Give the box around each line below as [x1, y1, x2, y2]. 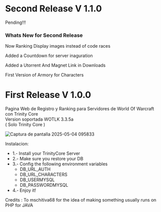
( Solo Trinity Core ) [5, 122, 46, 128]
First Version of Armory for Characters [5, 72, 84, 78]
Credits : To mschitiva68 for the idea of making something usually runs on [5, 197, 157, 203]
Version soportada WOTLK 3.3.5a [5, 116, 74, 122]
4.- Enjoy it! [12, 187, 36, 194]
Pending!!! [5, 19, 26, 25]
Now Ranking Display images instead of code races [5, 43, 111, 49]
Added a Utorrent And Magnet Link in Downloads [5, 63, 106, 69]
